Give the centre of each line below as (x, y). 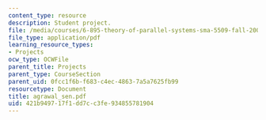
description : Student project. (60, 23)
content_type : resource (47, 15)
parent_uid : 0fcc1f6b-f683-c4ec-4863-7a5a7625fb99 (93, 81)
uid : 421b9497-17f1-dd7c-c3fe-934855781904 (81, 103)
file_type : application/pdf (55, 37)
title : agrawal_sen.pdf (47, 96)
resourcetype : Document (47, 89)
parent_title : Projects (47, 67)
